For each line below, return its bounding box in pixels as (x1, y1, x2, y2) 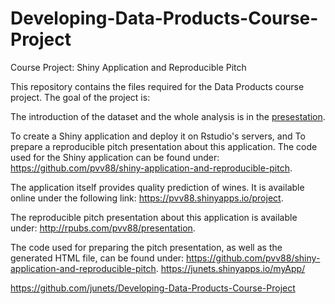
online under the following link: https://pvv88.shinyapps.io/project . (10, 192, 284, 204)
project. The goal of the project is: (10, 91, 151, 103)
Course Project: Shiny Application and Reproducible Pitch (10, 61, 247, 73)
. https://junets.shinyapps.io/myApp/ (155, 262, 306, 274)
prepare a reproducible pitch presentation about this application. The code (10, 140, 318, 152)
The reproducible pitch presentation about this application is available (10, 211, 298, 223)
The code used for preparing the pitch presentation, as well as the (10, 241, 283, 253)
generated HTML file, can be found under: (10, 252, 185, 264)
